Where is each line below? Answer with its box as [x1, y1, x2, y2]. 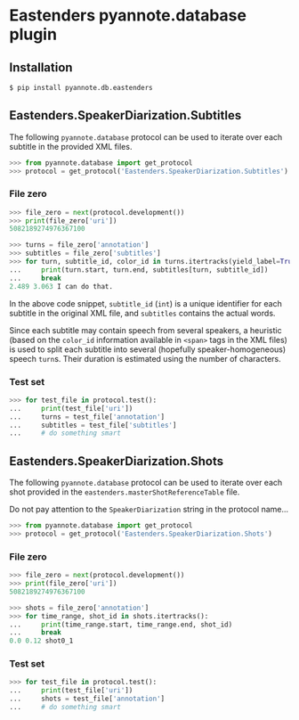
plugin [9, 24, 58, 45]
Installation [9, 60, 73, 75]
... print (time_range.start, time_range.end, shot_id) [9, 620, 233, 629]
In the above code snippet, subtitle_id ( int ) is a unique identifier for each [9, 298, 283, 308]
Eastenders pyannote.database [9, 5, 247, 26]
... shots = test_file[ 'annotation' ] [9, 694, 166, 704]
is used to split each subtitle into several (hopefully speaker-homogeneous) [9, 344, 287, 355]
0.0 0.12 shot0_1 [9, 636, 74, 646]
